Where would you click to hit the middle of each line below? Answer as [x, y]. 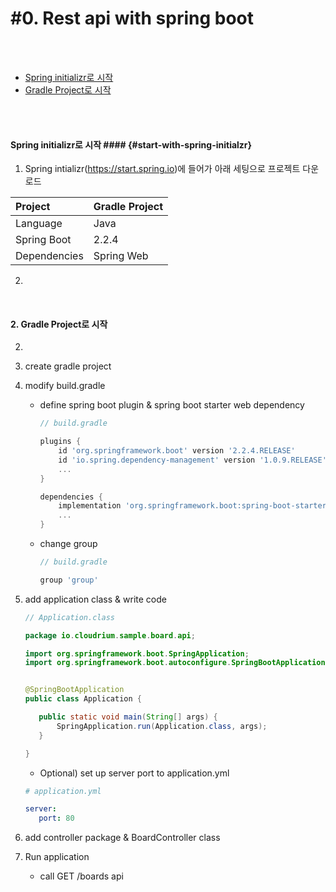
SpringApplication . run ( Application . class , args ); [162, 726]
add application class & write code [95, 599]
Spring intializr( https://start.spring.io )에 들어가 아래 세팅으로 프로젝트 [162, 169]
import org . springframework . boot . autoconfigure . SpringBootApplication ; [177, 663]
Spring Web [121, 256]
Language [39, 224]
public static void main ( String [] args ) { [128, 717]
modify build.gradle [65, 386]
